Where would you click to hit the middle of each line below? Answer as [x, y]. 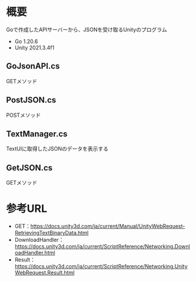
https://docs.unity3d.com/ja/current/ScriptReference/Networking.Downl [102, 247]
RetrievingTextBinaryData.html [51, 233]
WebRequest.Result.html [45, 273]
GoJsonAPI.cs [33, 66]
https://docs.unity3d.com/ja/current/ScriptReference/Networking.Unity [101, 267]
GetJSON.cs [30, 168]
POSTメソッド [24, 115]
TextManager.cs [37, 134]
